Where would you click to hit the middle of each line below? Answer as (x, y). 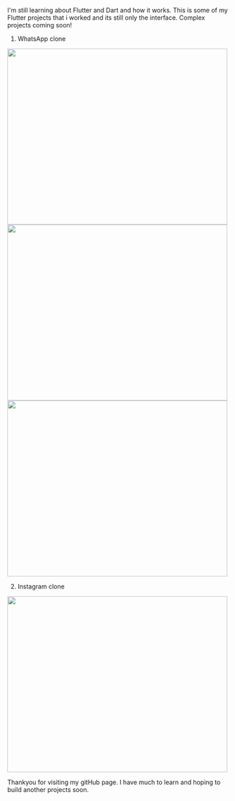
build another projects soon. (48, 790)
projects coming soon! (40, 25)
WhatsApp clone (42, 39)
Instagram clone (41, 586)
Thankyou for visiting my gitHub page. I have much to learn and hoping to (114, 782)
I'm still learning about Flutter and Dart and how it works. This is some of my (118, 10)
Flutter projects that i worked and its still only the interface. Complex (106, 18)
